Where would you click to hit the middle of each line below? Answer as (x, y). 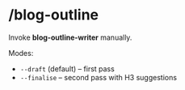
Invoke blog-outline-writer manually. (70, 37)
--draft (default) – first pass (67, 69)
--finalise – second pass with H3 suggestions (99, 77)
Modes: (21, 53)
